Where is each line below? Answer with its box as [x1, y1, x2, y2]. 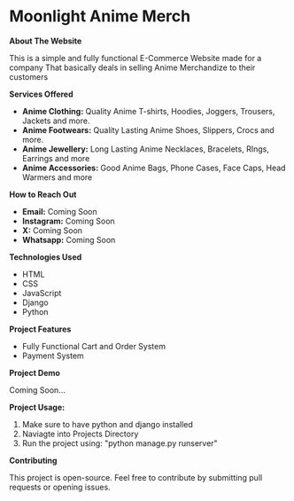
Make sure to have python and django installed [21, 419, 193, 429]
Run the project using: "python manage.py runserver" [21, 437, 219, 449]
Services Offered [9, 89, 73, 99]
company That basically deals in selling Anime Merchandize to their [9, 62, 256, 73]
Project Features [9, 324, 72, 334]
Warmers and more [21, 171, 93, 183]
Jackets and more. [21, 115, 90, 126]
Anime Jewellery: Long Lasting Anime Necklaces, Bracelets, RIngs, [21, 144, 270, 154]
